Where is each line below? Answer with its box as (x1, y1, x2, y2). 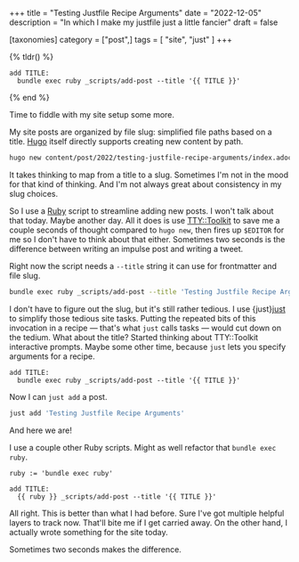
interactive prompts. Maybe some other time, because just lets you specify (9, 341, 287, 352)
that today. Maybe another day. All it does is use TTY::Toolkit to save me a (9, 215, 280, 225)
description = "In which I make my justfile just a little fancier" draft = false (9, 17, 279, 28)
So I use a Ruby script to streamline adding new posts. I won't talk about (9, 205, 274, 216)
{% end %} (9, 93, 51, 102)
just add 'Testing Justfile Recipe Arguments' (9, 409, 185, 418)
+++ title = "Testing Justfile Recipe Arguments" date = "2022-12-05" (9, 8, 263, 18)
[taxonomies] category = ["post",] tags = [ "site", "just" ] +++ (9, 35, 233, 45)
